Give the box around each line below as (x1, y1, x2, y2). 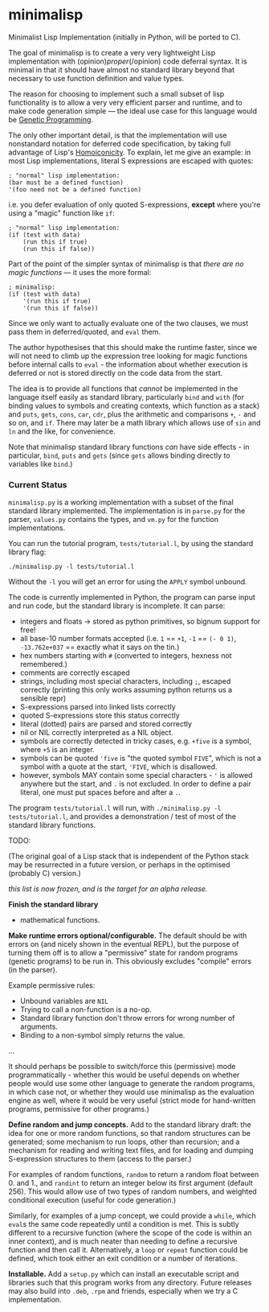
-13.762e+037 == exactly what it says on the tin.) (19, 642, 180, 652)
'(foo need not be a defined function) (8, 185, 142, 194)
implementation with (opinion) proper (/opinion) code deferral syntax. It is (8, 56, 247, 66)
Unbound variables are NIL (19, 996, 108, 1006)
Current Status (8, 479, 67, 490)
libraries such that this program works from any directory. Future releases (8, 1277, 252, 1288)
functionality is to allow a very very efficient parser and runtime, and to (8, 97, 243, 107)
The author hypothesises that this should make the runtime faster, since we (8, 342, 258, 352)
